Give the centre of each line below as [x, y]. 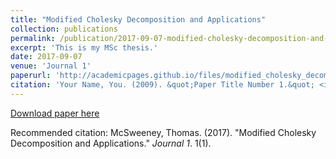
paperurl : [31, 76]
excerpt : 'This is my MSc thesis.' [84, 47]
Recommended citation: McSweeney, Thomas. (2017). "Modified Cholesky [163, 132]
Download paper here [55, 113]
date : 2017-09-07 [46, 57]
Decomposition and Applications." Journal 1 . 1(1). [111, 143]
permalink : [33, 38]
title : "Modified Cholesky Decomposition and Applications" [138, 19]
